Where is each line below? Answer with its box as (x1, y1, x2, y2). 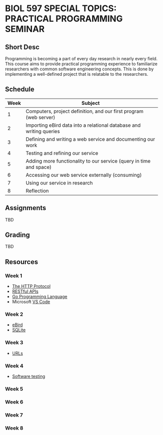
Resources (5, 258, 38, 266)
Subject (81, 100, 100, 106)
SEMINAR (5, 24, 45, 34)
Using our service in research (26, 179, 93, 186)
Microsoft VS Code (12, 299, 50, 305)
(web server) (26, 114, 55, 120)
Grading (5, 231, 30, 239)
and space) (26, 164, 52, 170)
